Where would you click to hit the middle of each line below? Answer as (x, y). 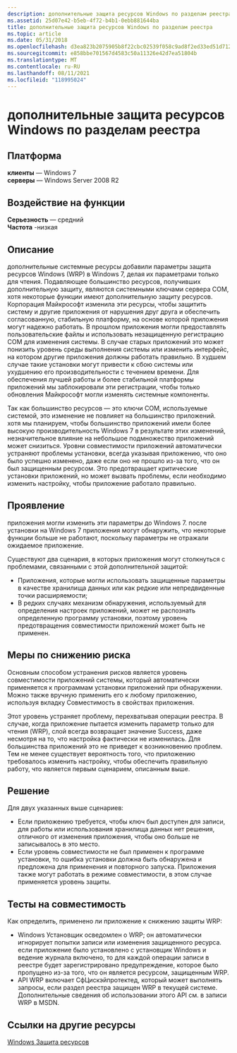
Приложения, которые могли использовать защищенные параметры (121, 580)
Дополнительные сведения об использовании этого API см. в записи (122, 995)
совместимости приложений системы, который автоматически (103, 680)
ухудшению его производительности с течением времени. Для (103, 372)
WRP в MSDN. (38, 1003)
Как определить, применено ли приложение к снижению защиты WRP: (115, 921)
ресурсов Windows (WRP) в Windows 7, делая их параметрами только (113, 274)
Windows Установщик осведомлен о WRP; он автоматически (110, 935)
